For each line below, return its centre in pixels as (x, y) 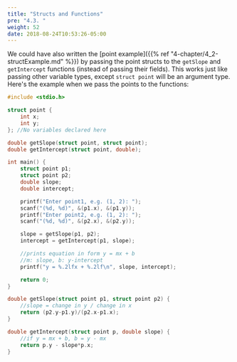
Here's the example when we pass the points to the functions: (98, 84)
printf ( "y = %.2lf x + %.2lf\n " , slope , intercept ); (98, 267)
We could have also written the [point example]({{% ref (88, 54)
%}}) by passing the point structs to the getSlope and (143, 62)
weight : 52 (23, 27)
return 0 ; (35, 280)
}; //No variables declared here (57, 130)
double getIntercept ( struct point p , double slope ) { (89, 331)
